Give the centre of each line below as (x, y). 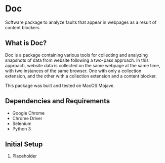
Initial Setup (24, 144)
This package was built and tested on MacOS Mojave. (60, 85)
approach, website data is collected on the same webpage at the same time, (83, 65)
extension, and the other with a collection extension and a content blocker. (81, 76)
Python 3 (21, 128)
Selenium (22, 123)
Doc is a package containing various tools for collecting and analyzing (77, 55)
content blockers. (23, 27)
